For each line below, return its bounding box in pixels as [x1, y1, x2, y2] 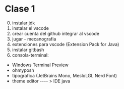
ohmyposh [12, 67, 35, 73]
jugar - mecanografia [12, 36, 56, 42]
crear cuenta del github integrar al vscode [12, 30, 99, 36]
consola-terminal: [12, 52, 49, 58]
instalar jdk [12, 20, 35, 26]
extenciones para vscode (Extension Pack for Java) [12, 41, 119, 47]
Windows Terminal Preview [12, 62, 69, 68]
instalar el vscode [12, 25, 49, 31]
